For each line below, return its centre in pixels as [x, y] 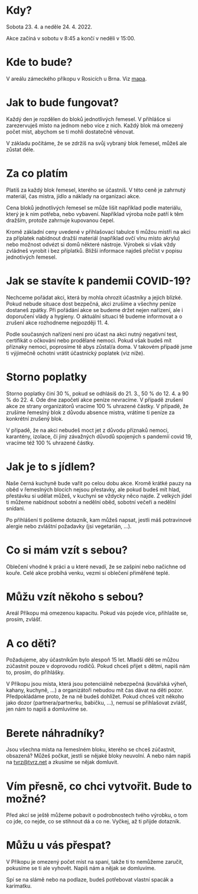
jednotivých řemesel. [32, 257]
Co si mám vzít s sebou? [67, 550]
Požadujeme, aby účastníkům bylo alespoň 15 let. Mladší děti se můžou [92, 660]
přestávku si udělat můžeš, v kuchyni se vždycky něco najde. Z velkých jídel [99, 495]
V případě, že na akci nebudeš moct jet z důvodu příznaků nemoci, [88, 430]
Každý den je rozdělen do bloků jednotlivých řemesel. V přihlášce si [89, 119]
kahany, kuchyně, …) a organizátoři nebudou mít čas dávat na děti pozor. [95, 690]
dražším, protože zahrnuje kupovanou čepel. [61, 220]
